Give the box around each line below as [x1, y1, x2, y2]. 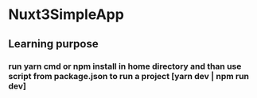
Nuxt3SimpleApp [8, 6, 125, 24]
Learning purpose [8, 37, 99, 51]
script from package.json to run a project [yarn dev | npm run [8, 70, 249, 81]
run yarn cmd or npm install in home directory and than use [8, 61, 242, 72]
